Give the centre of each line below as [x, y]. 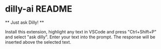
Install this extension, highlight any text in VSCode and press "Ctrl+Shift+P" [81, 32]
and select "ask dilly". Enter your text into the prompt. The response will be [80, 37]
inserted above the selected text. [38, 42]
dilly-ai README [39, 9]
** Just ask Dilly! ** [25, 22]
